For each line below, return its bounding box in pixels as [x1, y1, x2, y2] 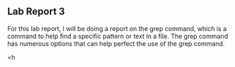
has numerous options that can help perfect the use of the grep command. [7, 39, 225, 48]
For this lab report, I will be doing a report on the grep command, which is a [7, 24, 227, 32]
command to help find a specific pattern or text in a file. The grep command [7, 32, 229, 40]
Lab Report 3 [7, 6, 65, 18]
